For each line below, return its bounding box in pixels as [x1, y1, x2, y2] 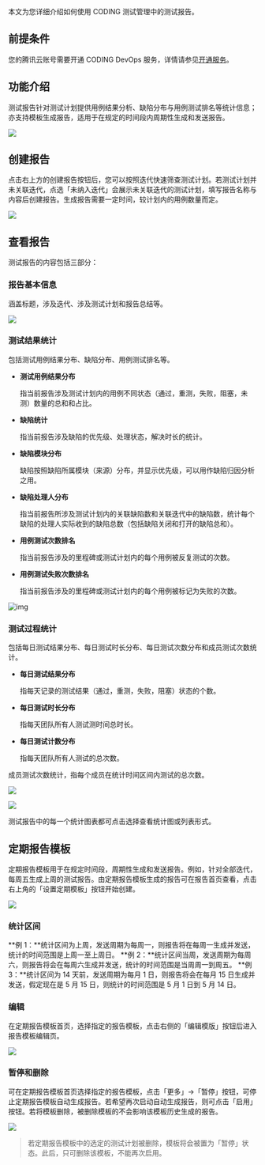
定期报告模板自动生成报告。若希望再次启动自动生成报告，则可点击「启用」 [14, 1096, 257, 1106]
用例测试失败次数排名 [19, 569, 89, 579]
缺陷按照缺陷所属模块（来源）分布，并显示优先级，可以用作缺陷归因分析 [19, 465, 255, 475]
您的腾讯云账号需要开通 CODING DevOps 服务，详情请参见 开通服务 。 [8, 55, 234, 64]
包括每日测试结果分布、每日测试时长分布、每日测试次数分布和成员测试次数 [8, 643, 250, 652]
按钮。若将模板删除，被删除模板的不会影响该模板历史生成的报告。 [8, 1106, 222, 1116]
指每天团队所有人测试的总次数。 [19, 754, 124, 763]
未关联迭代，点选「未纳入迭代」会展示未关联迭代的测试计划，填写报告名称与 [8, 185, 257, 195]
